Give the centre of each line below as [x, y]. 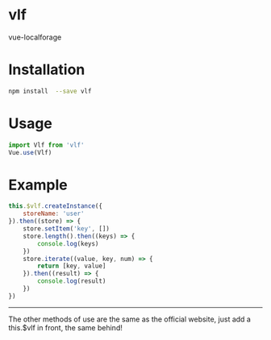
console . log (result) [72, 281]
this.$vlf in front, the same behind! [65, 327]
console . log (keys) [68, 243]
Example [38, 185]
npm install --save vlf [50, 91]
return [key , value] [72, 266]
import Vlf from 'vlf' [46, 145]
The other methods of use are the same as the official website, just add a [130, 319]
